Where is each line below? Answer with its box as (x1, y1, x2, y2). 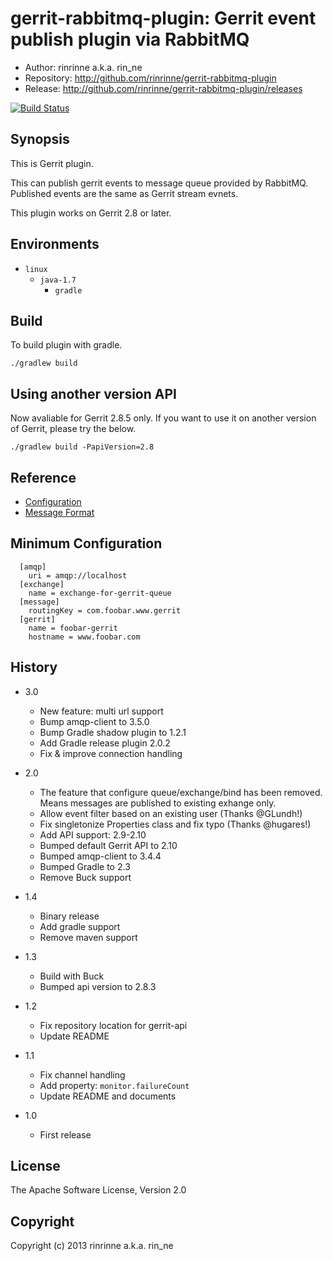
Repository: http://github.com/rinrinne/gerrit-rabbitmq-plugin (24, 72, 277, 84)
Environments (10, 236, 100, 253)
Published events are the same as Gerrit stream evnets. (10, 187, 239, 199)
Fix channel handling (39, 1068, 126, 1081)
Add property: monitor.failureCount (39, 1079, 190, 1091)
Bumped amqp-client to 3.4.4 (39, 850, 162, 862)
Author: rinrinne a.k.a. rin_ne (24, 61, 143, 73)
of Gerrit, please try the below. (10, 423, 137, 435)
